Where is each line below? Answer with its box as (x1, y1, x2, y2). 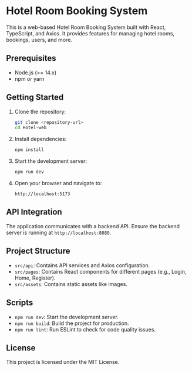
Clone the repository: (14, 108, 66, 115)
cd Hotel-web (14, 125, 47, 131)
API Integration (6, 207, 63, 217)
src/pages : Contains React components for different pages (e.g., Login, (14, 268, 187, 275)
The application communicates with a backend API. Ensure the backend (6, 222, 180, 229)
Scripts (6, 298, 33, 308)
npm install (14, 147, 44, 153)
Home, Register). (14, 274, 56, 281)
